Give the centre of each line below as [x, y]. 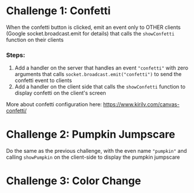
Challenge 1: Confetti [58, 11]
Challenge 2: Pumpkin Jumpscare [91, 135]
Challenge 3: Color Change [74, 181]
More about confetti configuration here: [54, 104]
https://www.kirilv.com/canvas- [141, 104]
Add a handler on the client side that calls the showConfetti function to [100, 87]
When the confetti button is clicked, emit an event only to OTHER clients [93, 27]
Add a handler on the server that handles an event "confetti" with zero [101, 68]
